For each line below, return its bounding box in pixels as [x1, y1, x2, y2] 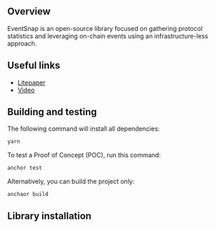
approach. [7, 39, 37, 48]
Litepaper [17, 78, 46, 86]
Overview [7, 6, 51, 18]
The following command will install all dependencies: [7, 124, 160, 133]
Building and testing [7, 106, 97, 118]
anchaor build [7, 191, 49, 198]
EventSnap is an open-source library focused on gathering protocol [7, 24, 203, 32]
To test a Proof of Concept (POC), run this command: [7, 151, 162, 159]
